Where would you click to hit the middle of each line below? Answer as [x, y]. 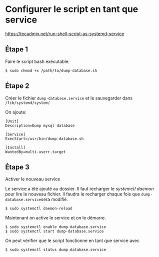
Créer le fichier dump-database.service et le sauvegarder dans [69, 98]
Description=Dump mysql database [40, 125]
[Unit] [12, 121]
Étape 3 [17, 167]
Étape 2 [17, 86]
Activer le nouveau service [33, 179]
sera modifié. [54, 199]
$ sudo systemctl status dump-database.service [56, 250]
